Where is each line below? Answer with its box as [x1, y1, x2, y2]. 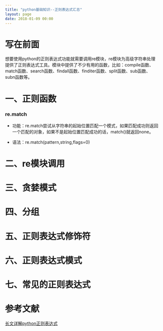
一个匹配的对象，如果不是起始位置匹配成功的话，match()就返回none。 [12, 129, 154, 134]
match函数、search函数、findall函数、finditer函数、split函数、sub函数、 [5, 68, 151, 74]
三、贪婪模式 [5, 182, 57, 194]
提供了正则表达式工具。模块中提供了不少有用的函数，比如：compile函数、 [5, 62, 154, 68]
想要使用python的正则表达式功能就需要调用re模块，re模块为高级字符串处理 [5, 56, 156, 62]
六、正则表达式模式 [5, 255, 82, 266]
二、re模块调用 [5, 158, 65, 169]
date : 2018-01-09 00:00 [5, 16, 54, 21]
